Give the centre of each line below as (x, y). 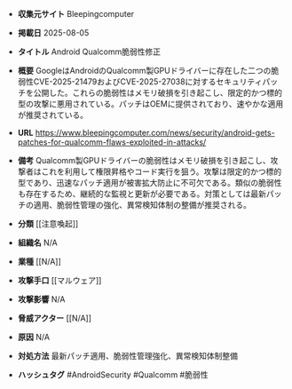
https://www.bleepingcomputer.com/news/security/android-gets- (155, 133)
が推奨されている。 (53, 115)
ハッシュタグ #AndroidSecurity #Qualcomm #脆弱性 (113, 375)
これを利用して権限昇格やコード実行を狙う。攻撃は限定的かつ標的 (162, 171)
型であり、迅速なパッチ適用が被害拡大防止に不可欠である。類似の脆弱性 (150, 183)
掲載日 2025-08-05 (53, 33)
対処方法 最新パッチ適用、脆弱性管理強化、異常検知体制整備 (127, 356)
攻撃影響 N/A (41, 299)
